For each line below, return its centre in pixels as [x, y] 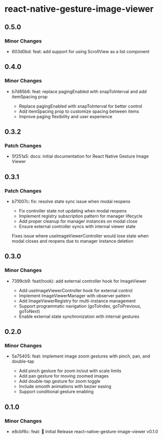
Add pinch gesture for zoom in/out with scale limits [70, 371]
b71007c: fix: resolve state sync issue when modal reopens [71, 201]
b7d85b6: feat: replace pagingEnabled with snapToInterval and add [79, 91]
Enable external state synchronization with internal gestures [79, 316]
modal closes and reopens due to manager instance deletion [72, 241]
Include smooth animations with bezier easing [65, 386]
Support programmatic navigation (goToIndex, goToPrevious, [80, 306]
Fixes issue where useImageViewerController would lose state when [80, 236]
